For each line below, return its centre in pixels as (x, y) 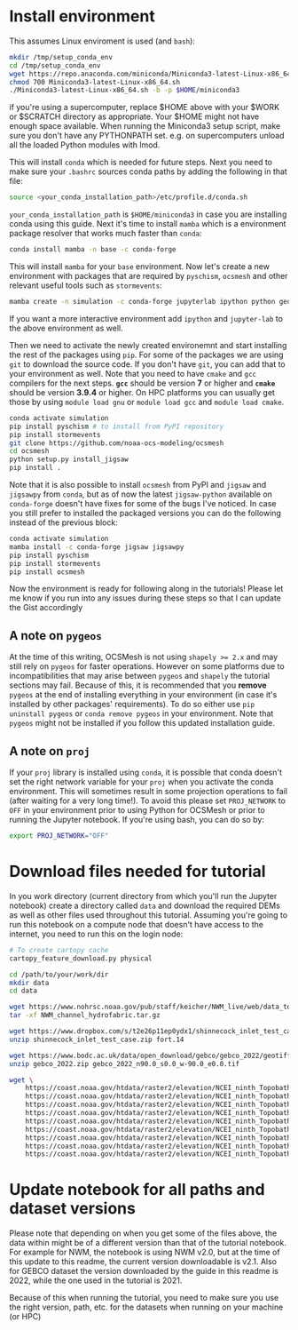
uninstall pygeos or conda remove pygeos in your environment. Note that (141, 713)
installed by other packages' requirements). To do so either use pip (132, 705)
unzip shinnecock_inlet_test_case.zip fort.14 (97, 1039)
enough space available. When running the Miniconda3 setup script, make (145, 126)
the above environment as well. (66, 328)
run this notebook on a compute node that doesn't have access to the (137, 924)
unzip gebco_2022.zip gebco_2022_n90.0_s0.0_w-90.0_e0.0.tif (125, 1063)
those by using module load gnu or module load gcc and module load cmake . (147, 402)
